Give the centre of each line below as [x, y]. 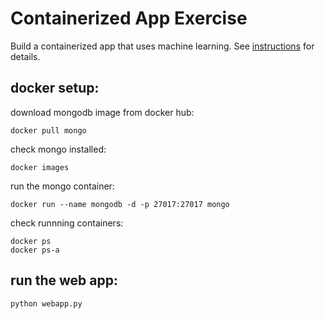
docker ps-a [35, 250]
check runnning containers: [67, 223]
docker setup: [55, 88]
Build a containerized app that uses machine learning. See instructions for [162, 46]
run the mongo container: [62, 186]
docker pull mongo [48, 130]
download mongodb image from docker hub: [102, 112]
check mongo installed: [58, 149]
